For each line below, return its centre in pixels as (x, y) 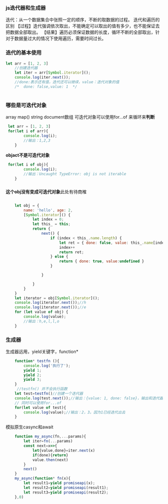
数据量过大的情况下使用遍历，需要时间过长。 (60, 39)
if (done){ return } (50, 455)
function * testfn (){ (37, 361)
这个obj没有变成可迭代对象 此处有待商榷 (46, 192)
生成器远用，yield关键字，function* (42, 351)
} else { (59, 257)
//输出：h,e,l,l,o (41, 321)
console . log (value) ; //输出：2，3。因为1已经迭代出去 (75, 412)
